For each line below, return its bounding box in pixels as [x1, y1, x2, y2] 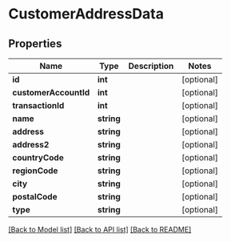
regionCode [12, 165, 58, 176]
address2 [12, 139, 50, 150]
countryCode [12, 152, 64, 163]
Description [128, 61, 174, 71]
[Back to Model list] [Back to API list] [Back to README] [8, 225, 192, 234]
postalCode [12, 192, 58, 202]
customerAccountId [12, 87, 90, 98]
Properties [8, 37, 62, 50]
